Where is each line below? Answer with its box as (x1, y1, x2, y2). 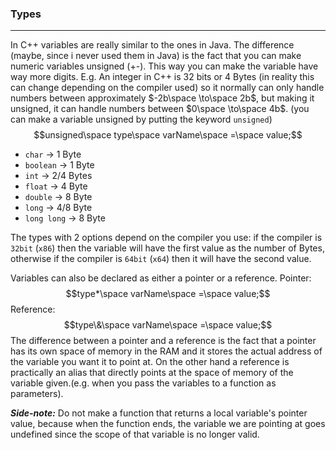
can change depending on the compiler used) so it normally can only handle (10, 82, 325, 94)
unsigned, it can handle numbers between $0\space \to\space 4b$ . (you (10, 103, 310, 115)
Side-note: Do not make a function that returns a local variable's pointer (10, 407, 308, 419)
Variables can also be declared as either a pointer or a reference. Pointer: (10, 272, 312, 284)
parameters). (10, 388, 64, 400)
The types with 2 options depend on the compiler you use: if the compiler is (10, 232, 323, 244)
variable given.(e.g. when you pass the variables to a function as (10, 377, 277, 389)
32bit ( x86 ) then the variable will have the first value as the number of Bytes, (10, 242, 325, 254)
